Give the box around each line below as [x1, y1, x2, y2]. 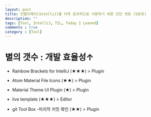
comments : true [5, 25, 38, 30]
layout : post [5, 7, 31, 12]
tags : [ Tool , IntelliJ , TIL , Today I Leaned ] [5, 20, 98, 26]
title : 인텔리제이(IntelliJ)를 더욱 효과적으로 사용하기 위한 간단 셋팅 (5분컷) [5, 12, 147, 16]
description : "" [5, 16, 38, 21]
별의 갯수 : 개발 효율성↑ [5, 52, 94, 63]
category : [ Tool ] [5, 29, 42, 34]
